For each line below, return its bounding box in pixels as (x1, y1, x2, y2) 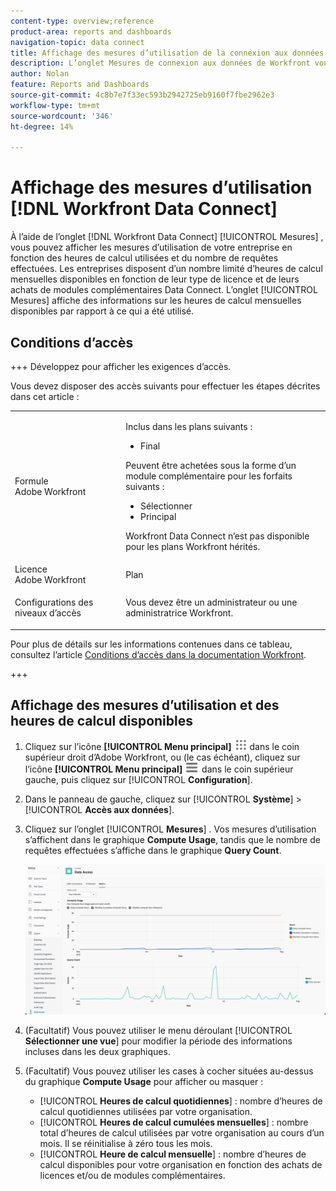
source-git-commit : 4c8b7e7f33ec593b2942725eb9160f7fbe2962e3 (10, 90, 275, 100)
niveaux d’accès (14, 607, 82, 619)
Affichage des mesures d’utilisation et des (10, 697, 280, 714)
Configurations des (14, 596, 94, 609)
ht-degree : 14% (10, 121, 74, 132)
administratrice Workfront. (125, 607, 234, 619)
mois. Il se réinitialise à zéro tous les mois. (39, 1137, 213, 1149)
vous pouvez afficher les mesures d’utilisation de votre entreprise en (10, 241, 293, 254)
